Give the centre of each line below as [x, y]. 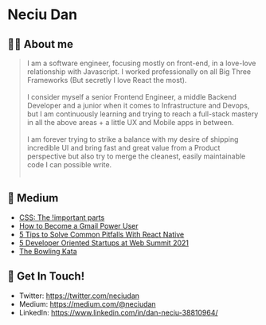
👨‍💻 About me [40, 44]
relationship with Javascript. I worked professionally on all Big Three [139, 72]
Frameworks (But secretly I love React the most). [107, 80]
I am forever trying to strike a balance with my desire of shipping [133, 139]
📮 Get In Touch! [46, 276]
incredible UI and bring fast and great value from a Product [123, 148]
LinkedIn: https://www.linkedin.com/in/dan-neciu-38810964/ [118, 312]
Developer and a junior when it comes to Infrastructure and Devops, [138, 106]
